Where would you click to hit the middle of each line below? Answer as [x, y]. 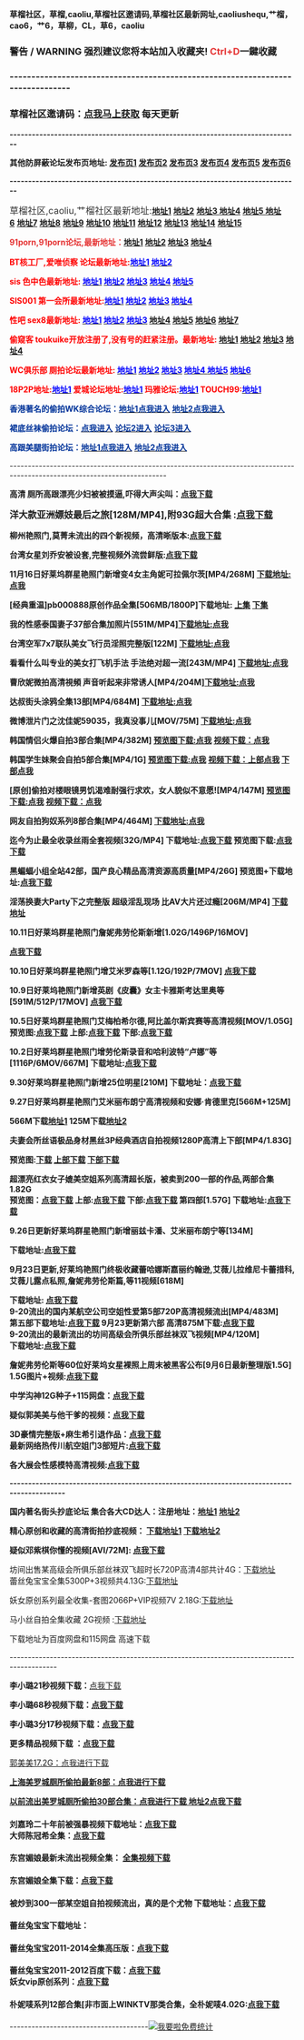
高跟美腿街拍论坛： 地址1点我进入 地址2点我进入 [98, 447]
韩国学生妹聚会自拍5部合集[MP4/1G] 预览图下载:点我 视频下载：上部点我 [145, 759]
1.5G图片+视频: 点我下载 [54, 1376]
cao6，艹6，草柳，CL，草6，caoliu [77, 25]
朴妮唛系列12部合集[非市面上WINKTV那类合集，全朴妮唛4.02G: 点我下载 [144, 2004]
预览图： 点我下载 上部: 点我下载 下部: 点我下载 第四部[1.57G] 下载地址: [138, 1201]
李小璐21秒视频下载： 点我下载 [65, 1685]
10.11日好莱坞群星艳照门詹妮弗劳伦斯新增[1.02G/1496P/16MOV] [129, 932]
